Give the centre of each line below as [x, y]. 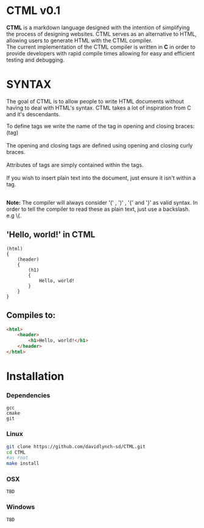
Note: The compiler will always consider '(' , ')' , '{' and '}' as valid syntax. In [102, 202]
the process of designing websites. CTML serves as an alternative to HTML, [101, 33]
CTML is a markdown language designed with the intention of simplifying [98, 27]
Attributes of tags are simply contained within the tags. [75, 164]
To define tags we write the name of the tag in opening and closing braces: [100, 126]
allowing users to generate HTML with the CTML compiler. [79, 40]
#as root [17, 458]
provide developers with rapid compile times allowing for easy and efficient [100, 53]
